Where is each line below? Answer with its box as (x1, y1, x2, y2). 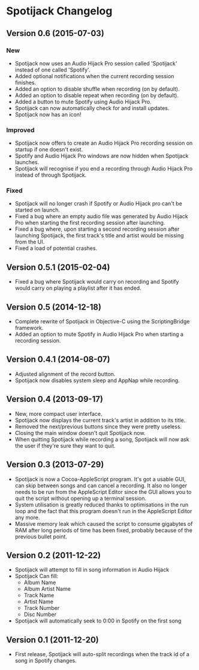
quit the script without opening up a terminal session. (14, 495, 147, 502)
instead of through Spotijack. (14, 171, 87, 178)
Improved (6, 126, 35, 134)
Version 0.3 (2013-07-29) (6, 460, 104, 470)
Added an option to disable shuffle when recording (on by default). (14, 85, 180, 93)
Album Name (23, 579, 56, 586)
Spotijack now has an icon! (14, 111, 82, 118)
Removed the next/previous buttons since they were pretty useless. (14, 422, 182, 430)
